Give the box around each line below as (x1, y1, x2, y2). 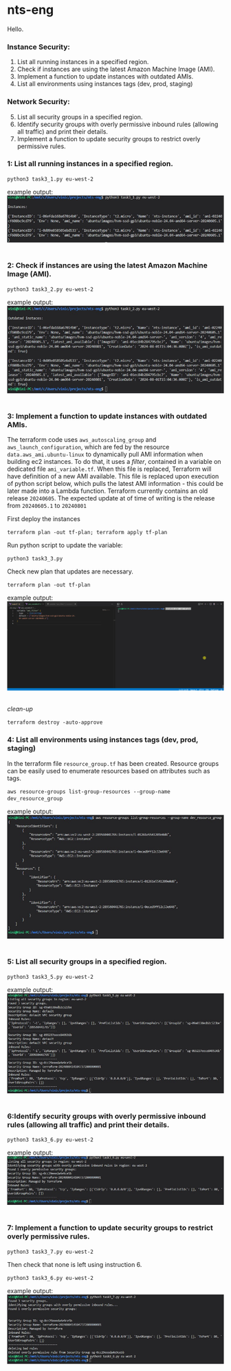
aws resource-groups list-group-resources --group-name (7, 788, 170, 795)
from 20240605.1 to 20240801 (7, 502, 87, 510)
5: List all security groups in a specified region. (7, 957, 167, 966)
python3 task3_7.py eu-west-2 (7, 1248, 94, 1255)
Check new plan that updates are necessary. (7, 567, 134, 576)
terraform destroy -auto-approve (7, 719, 103, 726)
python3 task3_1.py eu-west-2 (7, 175, 94, 183)
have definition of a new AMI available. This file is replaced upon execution (7, 472, 219, 480)
